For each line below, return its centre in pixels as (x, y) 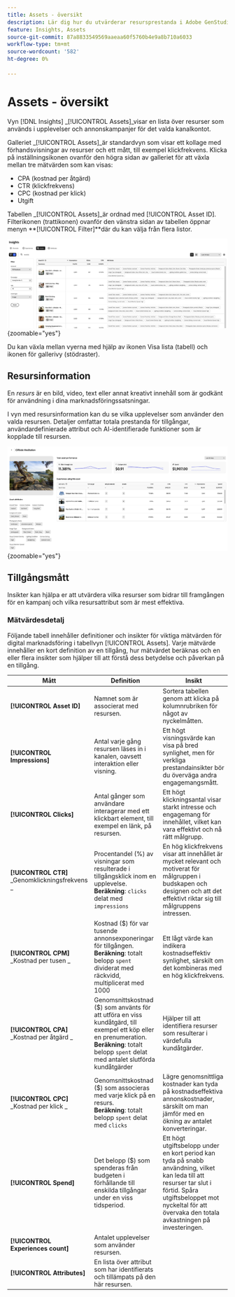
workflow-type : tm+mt (39, 44)
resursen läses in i (120, 749)
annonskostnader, (188, 1099)
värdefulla (177, 1041)
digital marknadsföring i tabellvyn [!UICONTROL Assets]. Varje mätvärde (112, 643)
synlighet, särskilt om (193, 960)
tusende (106, 930)
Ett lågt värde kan (188, 938)
